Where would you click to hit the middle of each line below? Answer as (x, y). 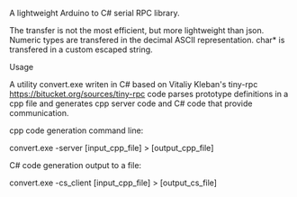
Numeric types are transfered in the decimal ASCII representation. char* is (147, 40)
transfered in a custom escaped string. (81, 49)
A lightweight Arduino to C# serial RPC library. (94, 13)
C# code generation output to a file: (76, 165)
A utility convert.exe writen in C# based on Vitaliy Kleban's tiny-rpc (134, 84)
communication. (39, 113)
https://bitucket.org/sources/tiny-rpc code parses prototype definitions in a (149, 94)
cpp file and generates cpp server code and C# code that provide (131, 103)
